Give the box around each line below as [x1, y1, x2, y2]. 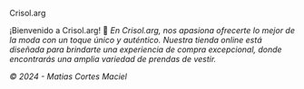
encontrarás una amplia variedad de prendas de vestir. [9, 54, 217, 64]
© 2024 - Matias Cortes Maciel [9, 71, 127, 82]
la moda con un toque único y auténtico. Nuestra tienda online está [9, 35, 263, 45]
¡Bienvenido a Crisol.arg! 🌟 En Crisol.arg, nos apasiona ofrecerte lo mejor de [9, 25, 295, 35]
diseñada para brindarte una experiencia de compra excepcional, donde [9, 44, 283, 55]
